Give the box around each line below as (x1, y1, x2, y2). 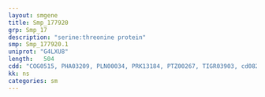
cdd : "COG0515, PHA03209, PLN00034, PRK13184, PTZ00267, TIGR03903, (8, 63, 238, 70)
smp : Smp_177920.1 (8, 41, 69, 48)
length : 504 (8, 56, 55, 63)
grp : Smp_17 (8, 26, 47, 34)
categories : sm (8, 77, 58, 84)
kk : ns (8, 70, 30, 77)
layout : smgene (8, 11, 58, 20)
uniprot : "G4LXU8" (8, 48, 69, 56)
